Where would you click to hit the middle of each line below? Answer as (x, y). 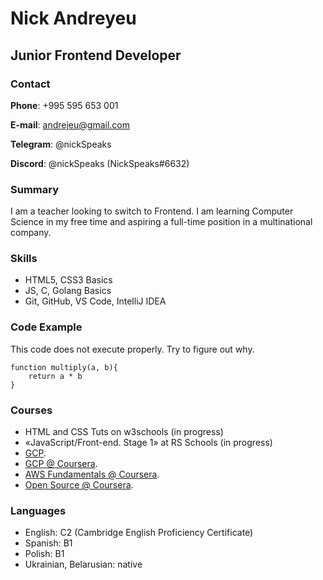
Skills (24, 259)
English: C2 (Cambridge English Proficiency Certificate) (139, 533)
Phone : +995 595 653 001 (64, 105)
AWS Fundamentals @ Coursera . (92, 474)
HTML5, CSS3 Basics (68, 280)
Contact (30, 84)
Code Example (46, 327)
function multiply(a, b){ (64, 367)
